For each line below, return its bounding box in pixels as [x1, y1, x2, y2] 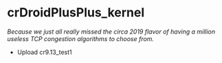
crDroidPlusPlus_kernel [7, 5, 145, 21]
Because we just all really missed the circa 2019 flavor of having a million [7, 27, 216, 36]
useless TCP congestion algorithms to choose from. [7, 34, 155, 42]
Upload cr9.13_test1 [16, 48, 72, 56]
